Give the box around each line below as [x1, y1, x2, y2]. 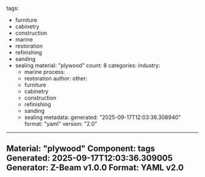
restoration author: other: [24, 75, 88, 82]
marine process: [24, 68, 65, 75]
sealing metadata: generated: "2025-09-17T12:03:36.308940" [24, 114, 181, 121]
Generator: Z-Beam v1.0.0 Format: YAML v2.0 [6, 162, 184, 173]
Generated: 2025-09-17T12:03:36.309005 [6, 153, 173, 164]
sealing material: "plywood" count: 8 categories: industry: [15, 62, 160, 69]
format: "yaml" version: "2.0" [24, 120, 98, 127]
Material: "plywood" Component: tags [6, 143, 156, 154]
